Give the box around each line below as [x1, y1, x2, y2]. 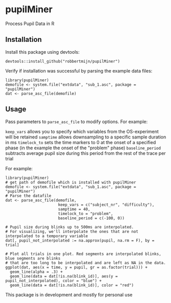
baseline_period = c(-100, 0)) [58, 216, 125, 221]
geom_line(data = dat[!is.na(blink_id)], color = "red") [10, 283, 134, 288]
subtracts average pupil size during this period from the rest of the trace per [5, 150, 166, 156]
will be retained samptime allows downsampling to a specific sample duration [5, 134, 166, 140]
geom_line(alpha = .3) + [10, 269, 63, 274]
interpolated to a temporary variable [5, 234, 88, 239]
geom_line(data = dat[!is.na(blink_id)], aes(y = [10, 273, 118, 279]
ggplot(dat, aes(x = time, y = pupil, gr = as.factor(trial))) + [5, 265, 147, 270]
